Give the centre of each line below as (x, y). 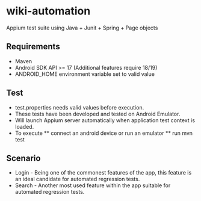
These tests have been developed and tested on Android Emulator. (97, 114)
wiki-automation (48, 11)
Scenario (23, 158)
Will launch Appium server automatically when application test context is (105, 120)
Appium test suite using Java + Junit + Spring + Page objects (82, 28)
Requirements (33, 47)
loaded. (24, 126)
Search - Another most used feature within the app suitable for (93, 185)
